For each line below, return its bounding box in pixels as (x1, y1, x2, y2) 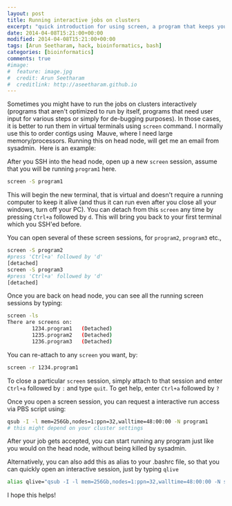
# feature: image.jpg (7, 68, 72, 75)
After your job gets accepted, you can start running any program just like (7, 437, 214, 445)
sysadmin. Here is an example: (7, 144, 97, 152)
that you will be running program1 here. (7, 165, 117, 173)
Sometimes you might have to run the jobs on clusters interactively (7, 100, 197, 108)
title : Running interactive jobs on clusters (7, 17, 140, 24)
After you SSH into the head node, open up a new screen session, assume (7, 157, 217, 166)
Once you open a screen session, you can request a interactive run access (7, 397, 220, 406)
